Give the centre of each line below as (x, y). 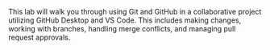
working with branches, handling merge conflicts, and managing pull (122, 29)
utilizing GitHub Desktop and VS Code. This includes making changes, (125, 20)
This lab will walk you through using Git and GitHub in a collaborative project (135, 12)
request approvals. (39, 37)
